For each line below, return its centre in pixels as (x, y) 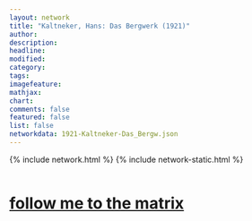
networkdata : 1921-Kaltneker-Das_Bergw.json (94, 134)
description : (34, 42)
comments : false (39, 109)
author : (24, 34)
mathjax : (26, 92)
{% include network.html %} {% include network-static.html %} (126, 159)
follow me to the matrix (97, 204)
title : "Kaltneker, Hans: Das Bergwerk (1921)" (100, 26)
